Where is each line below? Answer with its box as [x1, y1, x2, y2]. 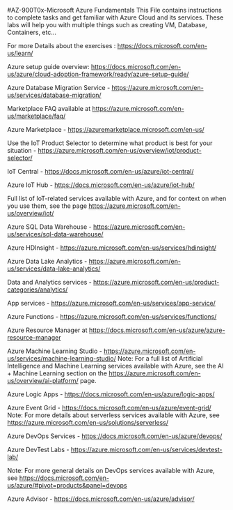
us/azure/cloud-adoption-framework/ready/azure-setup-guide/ [7, 70, 189, 78]
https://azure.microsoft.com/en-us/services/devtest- [70, 446, 223, 453]
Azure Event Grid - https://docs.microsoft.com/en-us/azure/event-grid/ [7, 404, 212, 412]
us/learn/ [7, 49, 33, 57]
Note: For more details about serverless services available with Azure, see [7, 411, 220, 419]
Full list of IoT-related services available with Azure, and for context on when [7, 195, 227, 202]
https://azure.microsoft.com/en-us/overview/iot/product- [38, 147, 202, 154]
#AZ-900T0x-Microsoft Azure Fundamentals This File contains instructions [7, 6, 223, 14]
